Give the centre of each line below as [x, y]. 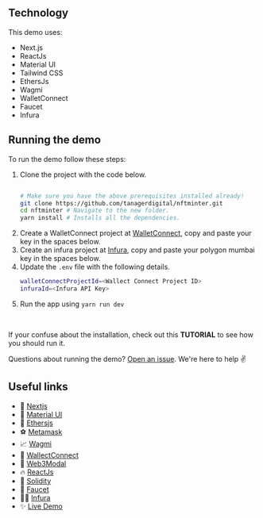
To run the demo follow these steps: [67, 159]
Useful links [39, 387]
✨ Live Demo [41, 506]
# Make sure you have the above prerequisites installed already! [132, 196]
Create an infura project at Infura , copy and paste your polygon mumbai [137, 250]
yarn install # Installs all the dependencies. [100, 218]
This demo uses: [35, 32]
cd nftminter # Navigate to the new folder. [95, 211]
